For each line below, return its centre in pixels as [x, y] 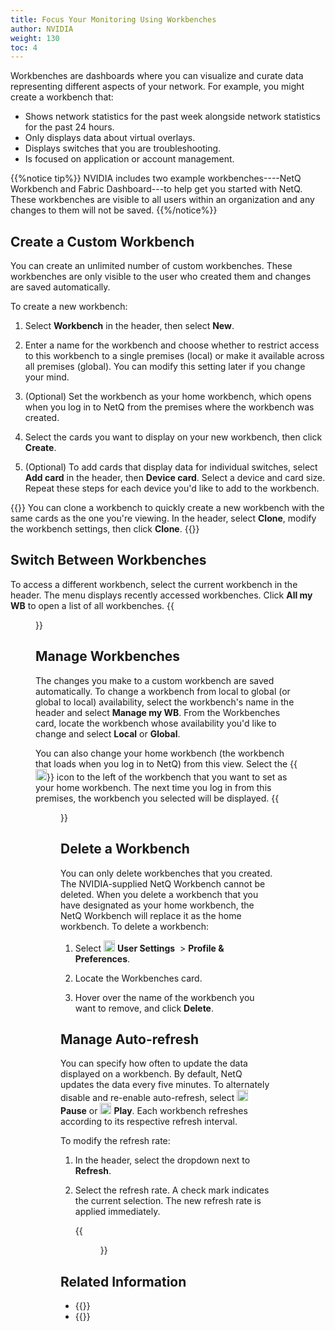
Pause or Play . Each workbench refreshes [154, 1111]
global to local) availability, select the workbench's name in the [165, 702]
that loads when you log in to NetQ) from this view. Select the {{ [166, 763]
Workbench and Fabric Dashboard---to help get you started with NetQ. [156, 189]
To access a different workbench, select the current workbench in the [154, 584]
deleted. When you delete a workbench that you [159, 894]
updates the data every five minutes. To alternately [165, 1085]
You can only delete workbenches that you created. [166, 873]
